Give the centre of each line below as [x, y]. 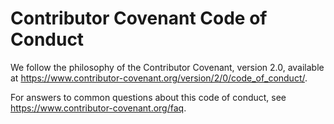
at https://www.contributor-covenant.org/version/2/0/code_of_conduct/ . [159, 78]
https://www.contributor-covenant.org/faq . [98, 108]
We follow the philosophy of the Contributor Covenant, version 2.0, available [167, 67]
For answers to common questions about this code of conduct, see [148, 97]
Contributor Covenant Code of [139, 18]
